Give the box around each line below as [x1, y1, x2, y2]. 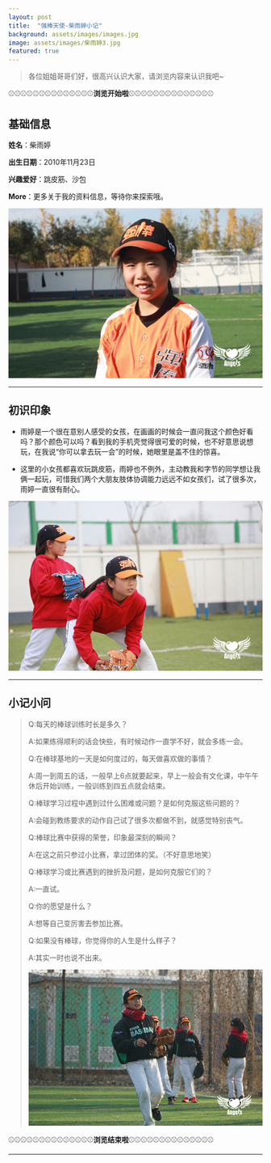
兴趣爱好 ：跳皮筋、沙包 [8, 174, 86, 184]
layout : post [8, 13, 52, 21]
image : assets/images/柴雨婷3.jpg [8, 39, 121, 47]
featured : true [8, 47, 60, 56]
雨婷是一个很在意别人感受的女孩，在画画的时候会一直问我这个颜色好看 [19, 426, 254, 436]
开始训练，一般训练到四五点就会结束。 [42, 780, 170, 790]
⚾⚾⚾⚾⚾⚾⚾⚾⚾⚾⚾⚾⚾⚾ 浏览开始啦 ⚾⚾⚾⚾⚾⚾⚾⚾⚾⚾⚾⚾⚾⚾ [8, 89, 215, 99]
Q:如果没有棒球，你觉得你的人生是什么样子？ [27, 935, 177, 945]
